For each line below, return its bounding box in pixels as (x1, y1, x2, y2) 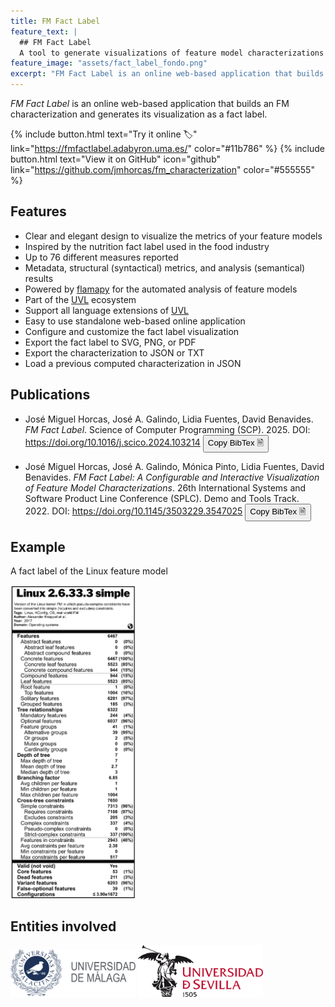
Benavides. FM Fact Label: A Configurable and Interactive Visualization (24, 471, 320, 483)
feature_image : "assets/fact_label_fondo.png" (10, 58, 208, 69)
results (24, 272, 54, 284)
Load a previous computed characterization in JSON (24, 357, 242, 369)
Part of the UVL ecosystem (24, 293, 137, 305)
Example (10, 539, 66, 556)
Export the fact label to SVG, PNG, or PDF (24, 336, 197, 348)
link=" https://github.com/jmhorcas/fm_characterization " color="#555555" (10, 164, 315, 175)
